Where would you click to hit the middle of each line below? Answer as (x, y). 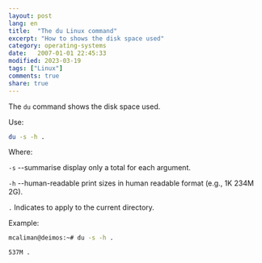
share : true (28, 83)
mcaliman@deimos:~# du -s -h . (61, 238)
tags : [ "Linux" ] (36, 69)
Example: (24, 223)
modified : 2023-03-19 (45, 61)
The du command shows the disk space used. (85, 106)
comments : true (34, 76)
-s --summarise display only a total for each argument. (100, 168)
